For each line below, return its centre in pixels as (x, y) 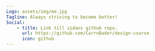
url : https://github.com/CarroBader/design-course (85, 33)
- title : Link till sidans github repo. (67, 28)
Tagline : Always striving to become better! (62, 17)
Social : (16, 22)
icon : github (38, 39)
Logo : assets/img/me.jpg (37, 11)
